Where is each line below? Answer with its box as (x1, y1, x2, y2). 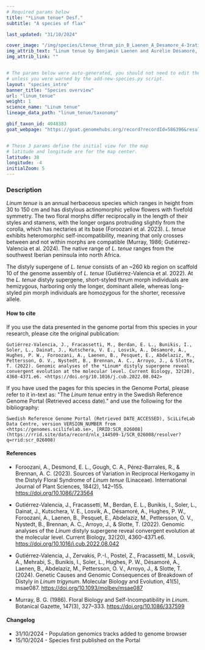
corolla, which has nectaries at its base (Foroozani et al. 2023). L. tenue (6, 225, 186, 233)
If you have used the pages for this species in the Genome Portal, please (6, 384, 189, 391)
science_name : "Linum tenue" (6, 104, 81, 110)
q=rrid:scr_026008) (6, 437, 56, 443)
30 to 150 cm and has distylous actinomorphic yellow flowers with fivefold (6, 206, 193, 214)
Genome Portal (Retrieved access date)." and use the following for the (6, 397, 182, 405)
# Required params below (6, 9, 70, 15)
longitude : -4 (6, 160, 43, 166)
